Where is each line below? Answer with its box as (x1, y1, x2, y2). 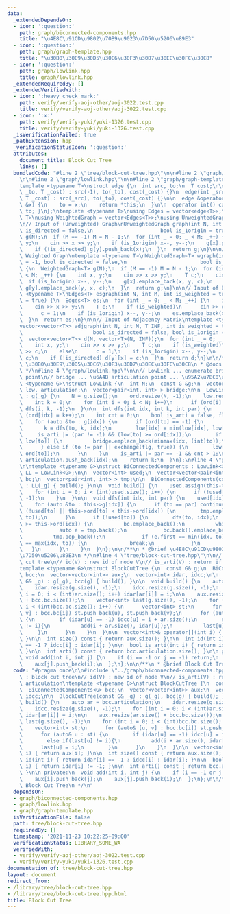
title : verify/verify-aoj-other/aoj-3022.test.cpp (19, 106, 167, 113)
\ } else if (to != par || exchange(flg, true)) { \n (19, 444, 188, 451)
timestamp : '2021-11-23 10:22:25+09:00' (13, 833, 130, 840)
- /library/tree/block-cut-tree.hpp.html (7, 890, 127, 898)
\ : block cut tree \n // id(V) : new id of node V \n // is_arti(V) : (19, 673, 216, 680)
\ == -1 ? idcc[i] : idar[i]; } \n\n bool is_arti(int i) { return (19, 642, 216, 648)
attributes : (13, 150, 48, 158)
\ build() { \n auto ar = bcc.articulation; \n (19, 699, 161, 706)
